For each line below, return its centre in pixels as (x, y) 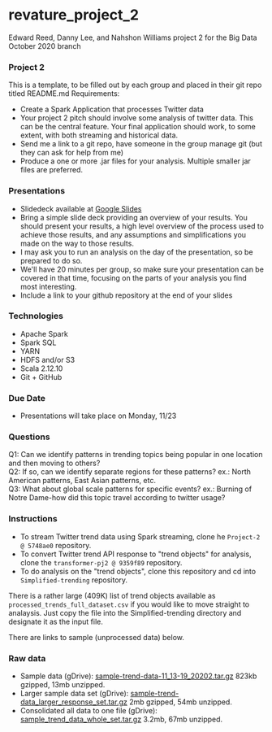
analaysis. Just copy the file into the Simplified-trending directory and (125, 612)
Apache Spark (44, 333)
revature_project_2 (74, 15)
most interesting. (48, 286)
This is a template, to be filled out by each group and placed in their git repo (135, 85)
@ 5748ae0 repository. (56, 545)
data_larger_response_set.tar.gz (73, 702)
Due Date (27, 398)
